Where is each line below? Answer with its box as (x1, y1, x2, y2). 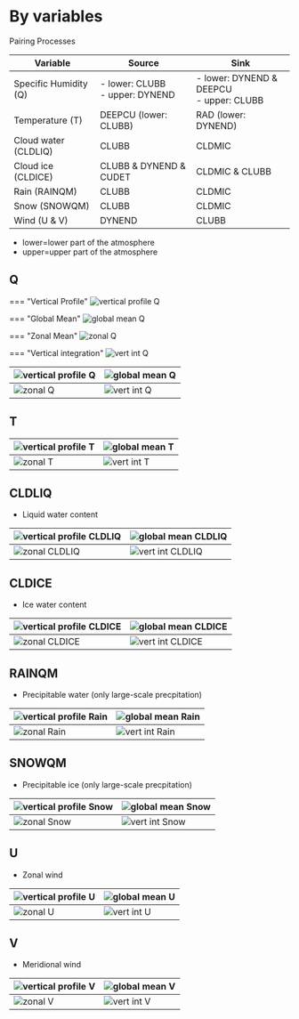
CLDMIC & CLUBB (195, 165, 271, 177)
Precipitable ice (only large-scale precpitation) (21, 779, 193, 789)
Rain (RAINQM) (13, 185, 77, 198)
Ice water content (21, 599, 87, 611)
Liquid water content (21, 509, 99, 520)
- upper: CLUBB (195, 93, 264, 106)
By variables (9, 6, 103, 27)
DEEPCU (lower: (99, 109, 167, 121)
